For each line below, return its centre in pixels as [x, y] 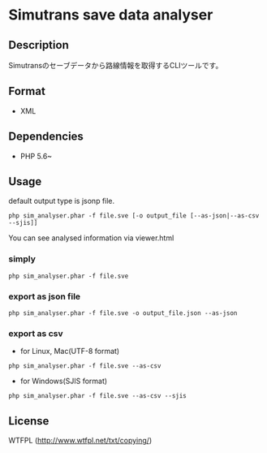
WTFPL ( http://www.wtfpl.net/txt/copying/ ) [80, 441]
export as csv [36, 333]
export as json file [45, 296]
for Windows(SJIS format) [64, 381]
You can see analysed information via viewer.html [91, 238]
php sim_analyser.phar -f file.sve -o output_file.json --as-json [123, 313]
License [29, 421]
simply [22, 259]
